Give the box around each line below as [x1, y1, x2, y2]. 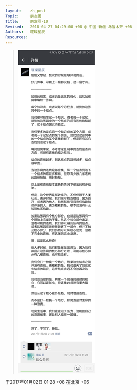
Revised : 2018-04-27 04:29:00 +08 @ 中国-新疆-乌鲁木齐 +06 [5, 24, 132, 29]
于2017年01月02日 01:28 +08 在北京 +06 [5, 379, 89, 385]
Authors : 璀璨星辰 [5, 29, 45, 35]
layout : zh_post [5, 8, 46, 13]
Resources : [5, 35, 28, 40]
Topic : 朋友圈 [5, 13, 42, 19]
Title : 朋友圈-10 [5, 19, 48, 24]
